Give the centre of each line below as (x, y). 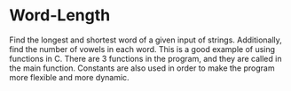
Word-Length (60, 15)
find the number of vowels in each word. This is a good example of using (142, 49)
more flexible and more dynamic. (70, 77)
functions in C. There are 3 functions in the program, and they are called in (145, 58)
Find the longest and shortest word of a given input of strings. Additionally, (145, 40)
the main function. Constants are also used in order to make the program (142, 68)
